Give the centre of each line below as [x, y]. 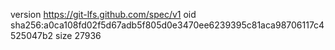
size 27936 [78, 35]
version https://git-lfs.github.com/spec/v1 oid [103, 14]
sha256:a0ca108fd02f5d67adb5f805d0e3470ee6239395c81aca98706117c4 [167, 25]
